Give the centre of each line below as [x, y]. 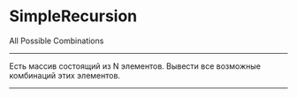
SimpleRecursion [73, 16]
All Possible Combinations [57, 41]
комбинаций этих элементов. [65, 75]
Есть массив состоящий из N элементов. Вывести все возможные [135, 66]
